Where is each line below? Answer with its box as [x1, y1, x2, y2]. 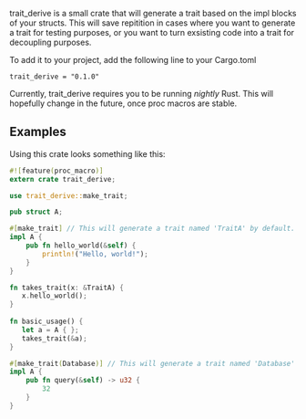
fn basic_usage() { [9, 317, 84, 327]
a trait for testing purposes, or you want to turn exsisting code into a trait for [9, 27, 294, 37]
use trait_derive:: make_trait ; [9, 191, 128, 200]
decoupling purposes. [9, 37, 92, 47]
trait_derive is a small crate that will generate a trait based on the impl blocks [9, 8, 297, 18]
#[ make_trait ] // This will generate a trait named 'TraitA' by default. [9, 224, 296, 234]
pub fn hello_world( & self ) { [25, 241, 137, 250]
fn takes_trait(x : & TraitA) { [9, 283, 125, 292]
